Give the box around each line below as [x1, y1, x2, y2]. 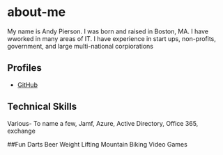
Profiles [7, 62, 42, 74]
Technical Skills [7, 101, 77, 113]
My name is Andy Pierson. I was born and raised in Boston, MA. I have [7, 27, 209, 35]
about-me [7, 4, 66, 20]
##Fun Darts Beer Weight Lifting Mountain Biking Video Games [7, 140, 188, 148]
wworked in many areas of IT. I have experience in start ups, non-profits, [7, 34, 216, 42]
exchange [7, 127, 36, 135]
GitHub [17, 81, 38, 89]
